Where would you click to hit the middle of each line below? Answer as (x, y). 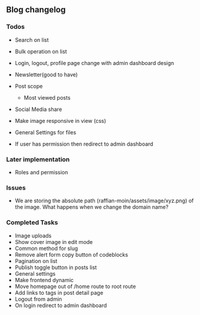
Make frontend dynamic (44, 280)
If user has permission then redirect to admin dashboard (84, 144)
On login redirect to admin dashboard (61, 305)
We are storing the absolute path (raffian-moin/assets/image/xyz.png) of (104, 201)
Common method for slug (46, 248)
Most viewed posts (47, 97)
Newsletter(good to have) (46, 75)
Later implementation (38, 159)
